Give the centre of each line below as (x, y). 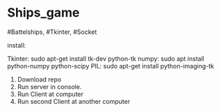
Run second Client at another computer (74, 101)
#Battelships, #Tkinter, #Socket (52, 32)
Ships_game (43, 13)
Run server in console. (49, 86)
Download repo (39, 79)
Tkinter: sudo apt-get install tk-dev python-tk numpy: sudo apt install (106, 58)
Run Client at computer (50, 94)
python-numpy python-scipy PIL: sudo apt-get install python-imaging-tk (110, 66)
